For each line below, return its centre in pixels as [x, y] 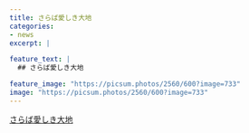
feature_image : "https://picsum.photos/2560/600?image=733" [125, 84]
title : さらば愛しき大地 [51, 18]
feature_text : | [40, 60]
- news [22, 34]
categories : [32, 26]
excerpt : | [30, 43]
